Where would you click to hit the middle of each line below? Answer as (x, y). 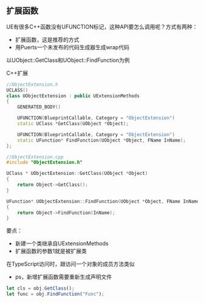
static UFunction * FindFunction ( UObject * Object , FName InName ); (102, 140)
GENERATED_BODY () (39, 107)
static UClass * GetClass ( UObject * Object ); (73, 124)
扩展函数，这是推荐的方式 (47, 39)
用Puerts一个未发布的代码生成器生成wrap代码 (72, 47)
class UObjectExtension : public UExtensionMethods (73, 96)
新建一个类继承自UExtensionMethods (62, 243)
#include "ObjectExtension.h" (45, 163)
